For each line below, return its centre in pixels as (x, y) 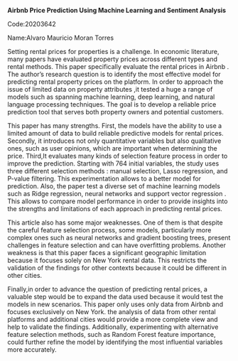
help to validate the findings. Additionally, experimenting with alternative (113, 327)
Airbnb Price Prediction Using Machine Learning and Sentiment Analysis (117, 10)
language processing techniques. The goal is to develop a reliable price (112, 104)
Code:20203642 (32, 24)
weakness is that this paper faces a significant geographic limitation (107, 253)
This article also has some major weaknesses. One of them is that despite (115, 222)
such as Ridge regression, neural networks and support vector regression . (117, 194)
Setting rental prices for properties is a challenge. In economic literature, (113, 52)
